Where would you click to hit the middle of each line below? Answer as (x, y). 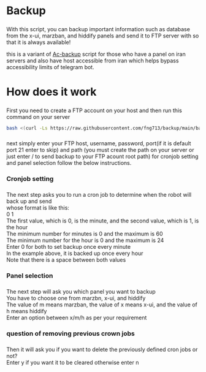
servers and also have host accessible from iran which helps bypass (93, 61)
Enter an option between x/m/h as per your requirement (77, 317)
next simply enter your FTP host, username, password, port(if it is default (99, 143)
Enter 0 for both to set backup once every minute (68, 246)
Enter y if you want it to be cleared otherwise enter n (73, 362)
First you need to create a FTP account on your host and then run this (94, 110)
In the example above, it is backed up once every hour (75, 253)
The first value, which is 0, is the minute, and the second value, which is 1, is (103, 221)
